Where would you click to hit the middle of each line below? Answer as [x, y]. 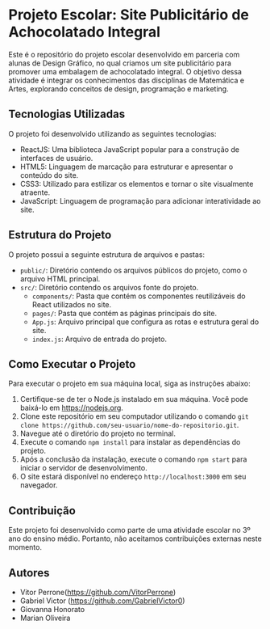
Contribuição [42, 511]
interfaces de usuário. [56, 158]
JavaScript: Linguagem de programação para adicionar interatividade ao [140, 201]
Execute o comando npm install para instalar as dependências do [130, 442]
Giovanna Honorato [52, 609]
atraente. [35, 192]
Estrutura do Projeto [60, 235]
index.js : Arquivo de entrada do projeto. [100, 339]
